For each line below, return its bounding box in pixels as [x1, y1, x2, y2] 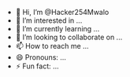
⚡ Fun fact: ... [15, 61, 59, 71]
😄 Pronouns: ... [15, 53, 67, 62]
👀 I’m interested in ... [15, 16, 83, 25]
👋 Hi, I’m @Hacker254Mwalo [15, 8, 110, 16]
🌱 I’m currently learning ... [15, 24, 100, 33]
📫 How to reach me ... [15, 42, 89, 50]
